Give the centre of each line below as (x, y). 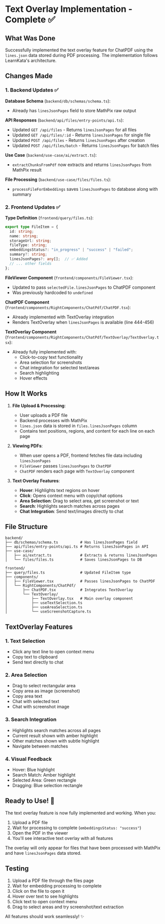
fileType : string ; (29, 245)
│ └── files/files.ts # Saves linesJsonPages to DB (73, 560)
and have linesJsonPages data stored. (43, 853)
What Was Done (30, 38)
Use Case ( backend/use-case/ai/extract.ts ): (51, 155)
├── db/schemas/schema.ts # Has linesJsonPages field (71, 542)
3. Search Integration (31, 719)
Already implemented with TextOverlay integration (63, 317)
